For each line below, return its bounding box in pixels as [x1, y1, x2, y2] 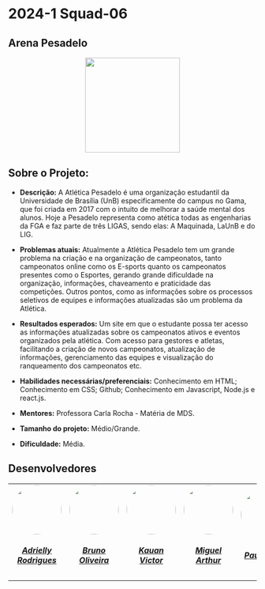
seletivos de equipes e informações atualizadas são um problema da [19, 295, 243, 304]
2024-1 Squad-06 [8, 5, 128, 23]
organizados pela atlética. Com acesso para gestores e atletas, [19, 335, 225, 345]
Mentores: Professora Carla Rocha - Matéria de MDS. [19, 408, 195, 417]
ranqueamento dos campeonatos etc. [19, 361, 142, 370]
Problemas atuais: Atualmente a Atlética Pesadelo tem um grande [19, 244, 235, 254]
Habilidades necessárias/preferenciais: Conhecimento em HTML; [19, 376, 238, 386]
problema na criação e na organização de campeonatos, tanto [19, 253, 222, 262]
